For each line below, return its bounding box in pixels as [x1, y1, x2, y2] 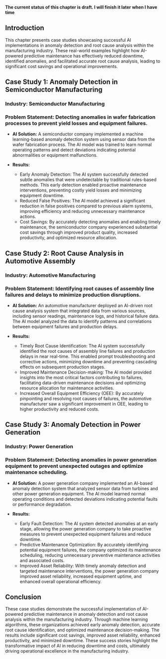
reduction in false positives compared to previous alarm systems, [19, 203, 153, 209]
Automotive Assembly [5, 257, 76, 265]
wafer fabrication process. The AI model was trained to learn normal [12, 141, 152, 148]
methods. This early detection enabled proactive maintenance [19, 182, 147, 188]
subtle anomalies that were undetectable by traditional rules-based [19, 177, 157, 183]
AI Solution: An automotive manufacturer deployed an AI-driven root [12, 303, 153, 309]
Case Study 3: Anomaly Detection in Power [5, 420, 141, 429]
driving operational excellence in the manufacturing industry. [5, 648, 129, 654]
